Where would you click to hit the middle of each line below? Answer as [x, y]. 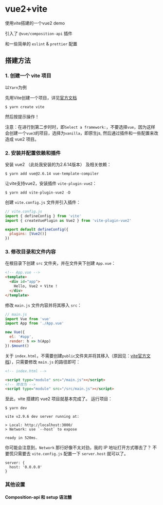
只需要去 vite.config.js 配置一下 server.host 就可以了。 [71, 454]
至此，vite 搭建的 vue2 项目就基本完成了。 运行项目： [59, 399]
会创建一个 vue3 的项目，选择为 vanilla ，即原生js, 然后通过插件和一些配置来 [80, 133]
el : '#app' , [22, 337]
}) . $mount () [17, 346]
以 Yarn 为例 [16, 87]
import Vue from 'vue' [28, 319]
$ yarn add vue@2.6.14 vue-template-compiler [52, 174]
